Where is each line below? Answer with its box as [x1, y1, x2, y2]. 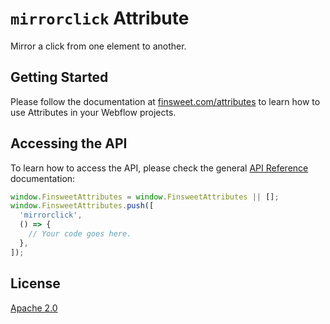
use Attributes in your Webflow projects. [10, 106, 177, 118]
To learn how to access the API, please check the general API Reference [10, 162, 309, 174]
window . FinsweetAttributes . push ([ [10, 201, 155, 211]
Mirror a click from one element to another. [10, 40, 187, 52]
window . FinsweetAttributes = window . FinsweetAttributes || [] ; [10, 192, 280, 202]
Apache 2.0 [10, 302, 58, 314]
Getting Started [10, 69, 109, 86]
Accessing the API [10, 135, 128, 152]
